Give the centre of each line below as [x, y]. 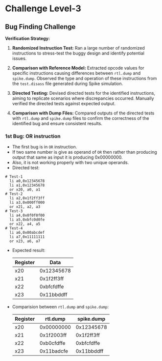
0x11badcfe [54, 351]
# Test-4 [14, 228]
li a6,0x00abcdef [27, 233]
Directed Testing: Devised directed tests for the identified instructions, [84, 93]
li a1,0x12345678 [27, 185]
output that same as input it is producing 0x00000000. [67, 157]
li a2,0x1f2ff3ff [27, 198]
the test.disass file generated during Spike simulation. [68, 83]
